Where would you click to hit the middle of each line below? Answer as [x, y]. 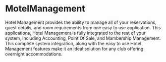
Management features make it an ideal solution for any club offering [74, 49]
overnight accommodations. [34, 54]
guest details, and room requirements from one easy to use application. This [83, 27]
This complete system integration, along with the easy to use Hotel [73, 43]
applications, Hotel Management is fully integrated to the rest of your [75, 33]
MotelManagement [45, 9]
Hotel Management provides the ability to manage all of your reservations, [81, 22]
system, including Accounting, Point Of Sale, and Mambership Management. [83, 38]
